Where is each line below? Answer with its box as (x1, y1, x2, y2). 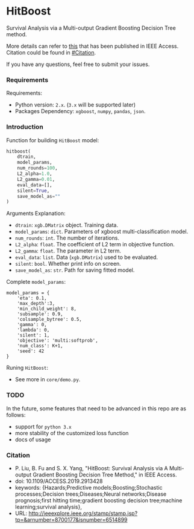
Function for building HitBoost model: (6, 136, 99, 143)
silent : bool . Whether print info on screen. (14, 260, 122, 268)
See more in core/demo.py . (14, 376, 81, 383)
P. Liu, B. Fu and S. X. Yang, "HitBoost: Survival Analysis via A (14, 464, 168, 471)
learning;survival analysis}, (14, 503, 83, 510)
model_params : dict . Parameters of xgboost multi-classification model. (14, 228, 189, 235)
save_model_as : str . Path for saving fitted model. (14, 266, 135, 274)
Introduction (6, 123, 43, 131)
